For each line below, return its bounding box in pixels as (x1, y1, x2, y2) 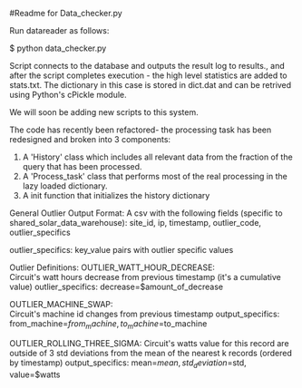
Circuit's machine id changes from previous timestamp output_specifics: (9, 308, 280, 319)
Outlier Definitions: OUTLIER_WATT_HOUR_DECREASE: (9, 262, 216, 273)
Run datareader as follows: (9, 25, 110, 35)
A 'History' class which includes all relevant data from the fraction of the (22, 151, 293, 162)
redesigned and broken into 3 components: (9, 134, 170, 144)
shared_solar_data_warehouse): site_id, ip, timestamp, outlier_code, (9, 218, 261, 228)
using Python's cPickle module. (9, 90, 127, 100)
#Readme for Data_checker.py (9, 8, 122, 18)
